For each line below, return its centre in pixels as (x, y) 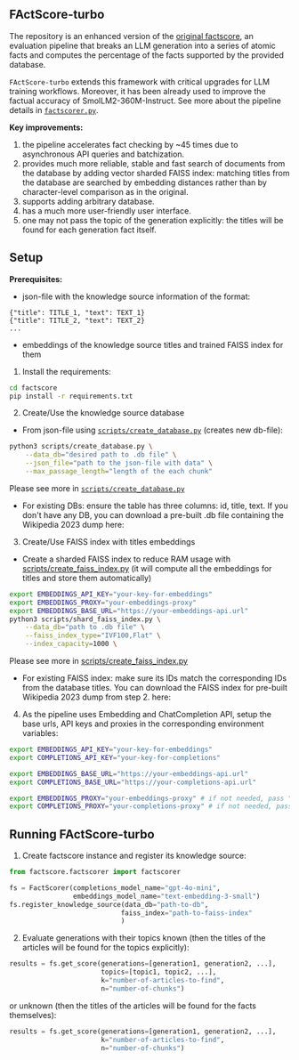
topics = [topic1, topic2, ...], (159, 972)
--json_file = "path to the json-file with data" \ (119, 463)
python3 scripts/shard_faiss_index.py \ (85, 619)
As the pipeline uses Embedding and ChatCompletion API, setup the (146, 714)
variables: (40, 733)
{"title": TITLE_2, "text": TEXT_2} (77, 320)
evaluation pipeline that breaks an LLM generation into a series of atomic (142, 45)
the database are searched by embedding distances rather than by (144, 182)
